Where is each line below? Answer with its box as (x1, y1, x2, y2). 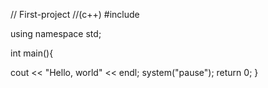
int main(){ (10, 47, 54, 59)
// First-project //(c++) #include (10, 9, 140, 20)
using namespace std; (10, 28, 102, 39)
